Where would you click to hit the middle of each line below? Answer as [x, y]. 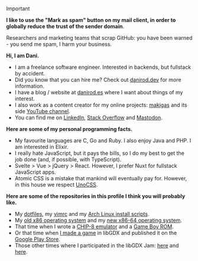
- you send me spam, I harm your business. [59, 44]
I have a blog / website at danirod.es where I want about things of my [99, 92]
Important [18, 9]
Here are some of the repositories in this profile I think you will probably [96, 196]
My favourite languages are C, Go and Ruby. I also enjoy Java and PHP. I [103, 141]
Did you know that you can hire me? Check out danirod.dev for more [98, 80]
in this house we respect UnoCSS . [56, 184]
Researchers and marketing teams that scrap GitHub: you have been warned [99, 38]
